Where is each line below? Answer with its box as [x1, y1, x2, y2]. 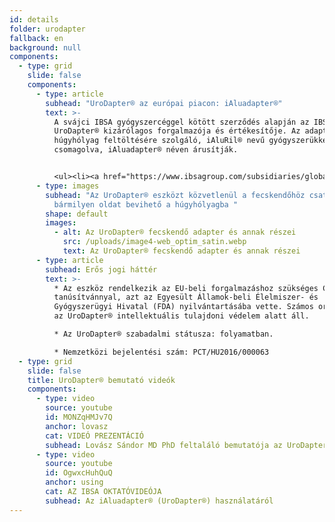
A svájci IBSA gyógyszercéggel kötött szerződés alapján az [53, 117, 310, 127]
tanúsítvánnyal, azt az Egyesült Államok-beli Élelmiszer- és [53, 292, 319, 303]
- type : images [35, 181, 100, 191]
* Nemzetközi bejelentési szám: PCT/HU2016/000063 [53, 347, 270, 357]
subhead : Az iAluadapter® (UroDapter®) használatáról [45, 496, 274, 506]
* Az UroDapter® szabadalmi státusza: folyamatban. [53, 329, 274, 339]
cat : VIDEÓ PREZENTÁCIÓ [45, 431, 144, 441]
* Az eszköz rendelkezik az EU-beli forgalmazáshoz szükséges [53, 283, 319, 293]
